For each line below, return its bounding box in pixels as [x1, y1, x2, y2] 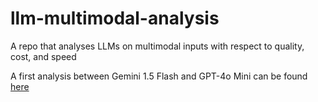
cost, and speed [10, 50, 77, 62]
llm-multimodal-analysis [10, 7, 220, 30]
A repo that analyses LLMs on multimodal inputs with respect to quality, [10, 40, 305, 52]
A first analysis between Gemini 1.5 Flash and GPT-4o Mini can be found [10, 70, 308, 82]
